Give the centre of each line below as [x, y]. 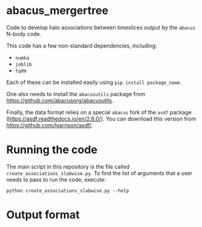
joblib [23, 65]
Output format [43, 215]
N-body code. [24, 33]
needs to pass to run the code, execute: [56, 180]
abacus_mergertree [57, 11]
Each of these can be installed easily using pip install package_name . [94, 82]
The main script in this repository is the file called [68, 166]
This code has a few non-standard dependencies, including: [82, 46]
